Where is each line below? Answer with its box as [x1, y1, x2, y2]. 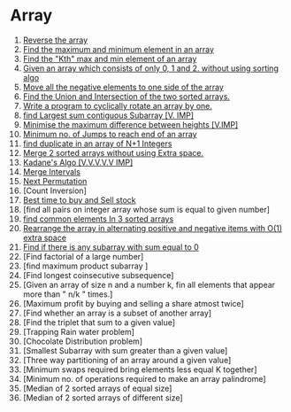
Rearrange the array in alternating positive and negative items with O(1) [22, 222, 282, 233]
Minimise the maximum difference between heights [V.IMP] [22, 119, 239, 129]
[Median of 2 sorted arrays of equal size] [22, 383, 172, 393]
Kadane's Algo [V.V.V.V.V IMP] [22, 157, 134, 167]
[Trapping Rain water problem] [22, 326, 135, 337]
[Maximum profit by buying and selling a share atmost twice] [22, 298, 244, 308]
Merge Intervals [22, 166, 80, 177]
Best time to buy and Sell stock [22, 194, 136, 205]
